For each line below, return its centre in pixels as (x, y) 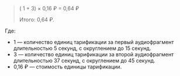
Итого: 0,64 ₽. (37, 19)
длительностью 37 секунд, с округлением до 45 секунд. (84, 61)
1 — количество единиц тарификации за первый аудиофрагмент (94, 42)
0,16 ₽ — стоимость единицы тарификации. (67, 67)
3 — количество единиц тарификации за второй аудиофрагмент (94, 54)
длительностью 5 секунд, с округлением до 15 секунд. (82, 48)
